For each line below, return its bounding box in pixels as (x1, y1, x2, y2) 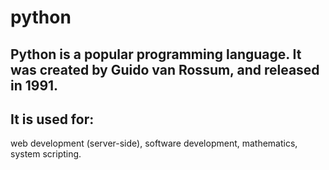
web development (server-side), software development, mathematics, (10, 137, 298, 150)
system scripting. (10, 148, 82, 160)
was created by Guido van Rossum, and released (10, 61, 320, 78)
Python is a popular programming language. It (10, 46, 302, 63)
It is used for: (10, 111, 95, 128)
